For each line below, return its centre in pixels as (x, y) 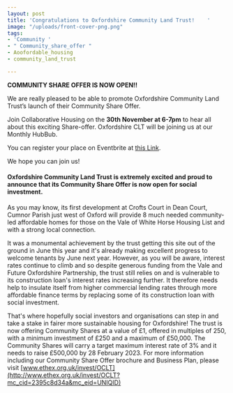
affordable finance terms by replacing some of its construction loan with (111, 295)
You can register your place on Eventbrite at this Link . (84, 148)
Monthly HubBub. (32, 134)
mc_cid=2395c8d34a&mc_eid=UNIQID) (64, 382)
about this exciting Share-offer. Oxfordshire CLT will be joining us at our (110, 127)
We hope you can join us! (44, 161)
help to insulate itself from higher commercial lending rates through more (112, 287)
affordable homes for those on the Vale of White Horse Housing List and (121, 222)
